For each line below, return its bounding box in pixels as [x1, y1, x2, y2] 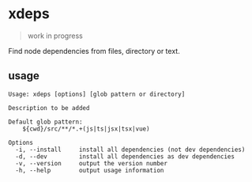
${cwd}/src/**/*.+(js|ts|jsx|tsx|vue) [22, 124, 150, 133]
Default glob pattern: [8, 118, 83, 126]
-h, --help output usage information [15, 166, 164, 174]
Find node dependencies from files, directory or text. [8, 46, 180, 55]
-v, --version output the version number [15, 159, 168, 167]
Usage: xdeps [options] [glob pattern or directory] [8, 90, 186, 98]
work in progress [27, 31, 83, 40]
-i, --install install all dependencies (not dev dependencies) [15, 146, 246, 154]
